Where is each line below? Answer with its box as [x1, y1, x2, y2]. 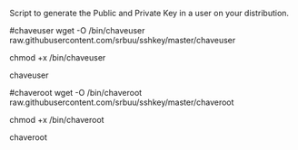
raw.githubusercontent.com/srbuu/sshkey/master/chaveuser [9, 35, 236, 45]
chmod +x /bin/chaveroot [9, 115, 104, 125]
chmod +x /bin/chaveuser [9, 52, 106, 62]
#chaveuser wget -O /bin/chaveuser [9, 25, 145, 35]
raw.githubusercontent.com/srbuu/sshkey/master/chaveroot [9, 97, 234, 108]
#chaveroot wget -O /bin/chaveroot [9, 88, 143, 98]
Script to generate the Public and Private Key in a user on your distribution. [9, 8, 289, 18]
